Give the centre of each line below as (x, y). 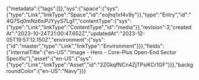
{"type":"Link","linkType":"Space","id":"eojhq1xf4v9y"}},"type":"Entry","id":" (99, 15)
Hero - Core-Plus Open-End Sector (134, 52)
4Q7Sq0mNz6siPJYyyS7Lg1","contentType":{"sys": (69, 21)
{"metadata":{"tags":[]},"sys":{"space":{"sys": (63, 9)
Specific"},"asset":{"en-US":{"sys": (50, 59)
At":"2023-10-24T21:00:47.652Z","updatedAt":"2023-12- (76, 34)
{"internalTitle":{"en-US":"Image (46, 52)
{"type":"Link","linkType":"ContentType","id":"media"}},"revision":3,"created (99, 27)
